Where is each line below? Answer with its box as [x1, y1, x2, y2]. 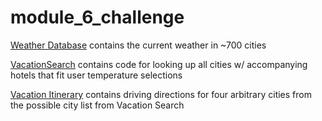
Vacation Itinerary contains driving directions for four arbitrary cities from [10, 88, 312, 100]
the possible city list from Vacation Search [10, 99, 185, 111]
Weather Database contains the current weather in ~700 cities [10, 39, 267, 51]
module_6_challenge [10, 6, 185, 29]
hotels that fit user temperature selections [10, 69, 183, 81]
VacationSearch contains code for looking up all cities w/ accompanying [10, 58, 308, 70]
